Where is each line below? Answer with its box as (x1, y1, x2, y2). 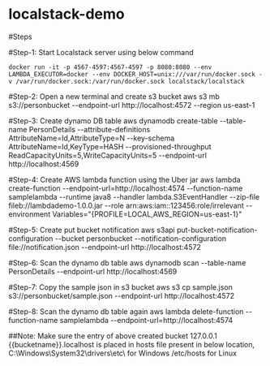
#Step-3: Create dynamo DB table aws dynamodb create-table (8, 115, 218, 126)
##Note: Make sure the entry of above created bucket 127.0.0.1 (8, 330, 217, 341)
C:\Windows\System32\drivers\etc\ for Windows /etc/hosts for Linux (8, 348, 238, 358)
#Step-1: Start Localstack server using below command (8, 47, 194, 57)
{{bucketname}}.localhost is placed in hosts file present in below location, (8, 339, 255, 349)
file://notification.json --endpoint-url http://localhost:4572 (8, 242, 201, 252)
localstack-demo (8, 5, 125, 24)
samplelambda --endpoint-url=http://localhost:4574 (59, 315, 234, 325)
